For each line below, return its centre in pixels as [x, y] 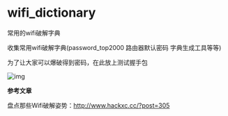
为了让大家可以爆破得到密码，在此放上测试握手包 [77, 62]
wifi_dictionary [52, 13]
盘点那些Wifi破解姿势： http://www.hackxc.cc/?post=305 [89, 105]
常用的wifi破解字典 [34, 33]
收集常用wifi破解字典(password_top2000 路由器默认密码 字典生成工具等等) [114, 47]
